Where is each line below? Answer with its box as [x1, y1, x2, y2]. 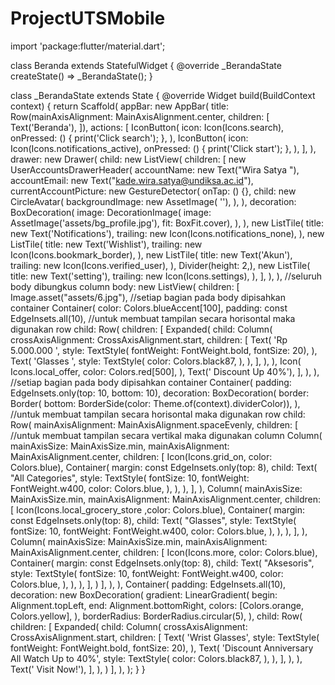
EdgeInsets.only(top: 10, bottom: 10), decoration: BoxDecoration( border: [10, 387, 310, 399]
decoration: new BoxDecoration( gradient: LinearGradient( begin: [10, 588, 278, 601]
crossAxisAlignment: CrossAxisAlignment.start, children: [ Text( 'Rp [10, 333, 288, 346]
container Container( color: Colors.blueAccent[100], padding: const [10, 302, 288, 314]
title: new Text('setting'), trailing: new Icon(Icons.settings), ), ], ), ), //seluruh [10, 270, 323, 282]
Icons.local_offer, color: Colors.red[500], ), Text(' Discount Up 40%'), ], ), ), [10, 365, 320, 377]
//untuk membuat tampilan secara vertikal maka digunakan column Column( [10, 429, 323, 441]
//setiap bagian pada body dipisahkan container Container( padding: [10, 376, 292, 388]
